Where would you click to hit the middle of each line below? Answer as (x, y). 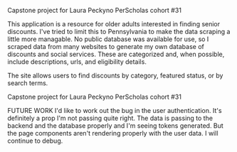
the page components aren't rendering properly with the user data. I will (113, 133)
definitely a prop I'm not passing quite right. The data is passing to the (110, 118)
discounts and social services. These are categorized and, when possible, (116, 54)
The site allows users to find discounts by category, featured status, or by (115, 75)
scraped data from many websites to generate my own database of (106, 47)
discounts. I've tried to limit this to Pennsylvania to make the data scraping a (119, 32)
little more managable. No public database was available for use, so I (108, 39)
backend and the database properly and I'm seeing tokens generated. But (116, 126)
